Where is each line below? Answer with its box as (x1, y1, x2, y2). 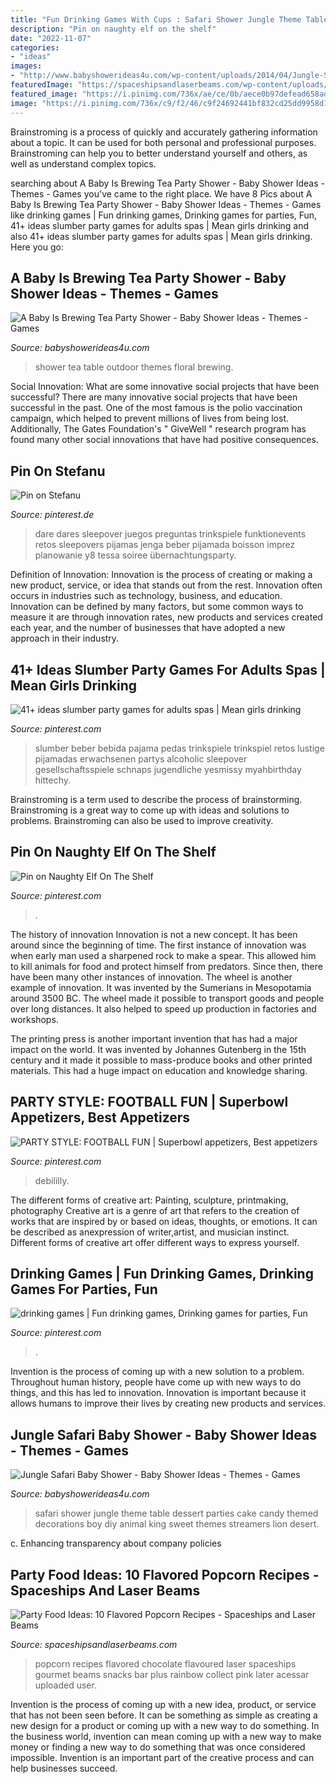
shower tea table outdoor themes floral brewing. (34, 361, 234, 373)
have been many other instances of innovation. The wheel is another (10, 971, 293, 983)
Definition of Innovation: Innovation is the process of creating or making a (10, 569, 313, 581)
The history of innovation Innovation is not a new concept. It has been (10, 928, 298, 940)
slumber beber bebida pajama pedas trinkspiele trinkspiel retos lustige (34, 742, 325, 754)
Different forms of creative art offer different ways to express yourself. (10, 1236, 300, 1248)
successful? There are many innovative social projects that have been (10, 391, 298, 403)
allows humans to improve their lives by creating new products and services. (10, 1397, 326, 1410)
